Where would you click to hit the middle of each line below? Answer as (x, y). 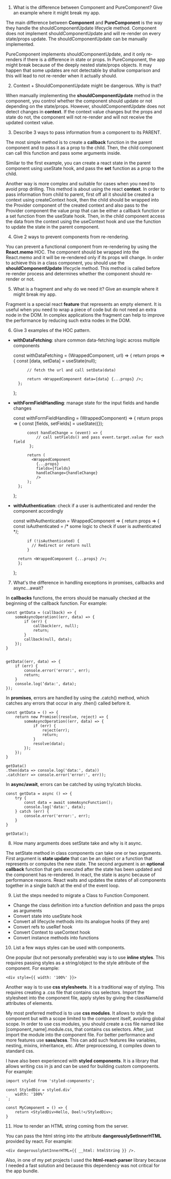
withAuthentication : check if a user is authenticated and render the (84, 506)
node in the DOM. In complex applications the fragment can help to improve (85, 315)
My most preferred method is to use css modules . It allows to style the (80, 1013)
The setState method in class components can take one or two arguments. (84, 853)
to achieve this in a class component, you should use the (65, 263)
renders (14, 60)
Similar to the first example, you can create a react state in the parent (78, 163)
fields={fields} (53, 468)
